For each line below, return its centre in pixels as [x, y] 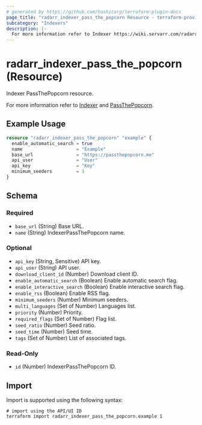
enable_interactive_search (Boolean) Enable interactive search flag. [100, 287]
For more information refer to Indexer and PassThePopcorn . [80, 105]
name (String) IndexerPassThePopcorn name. [70, 232]
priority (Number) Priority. [49, 312]
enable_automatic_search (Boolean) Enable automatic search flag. [96, 280]
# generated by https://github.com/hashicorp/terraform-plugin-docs [94, 12]
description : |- [26, 29]
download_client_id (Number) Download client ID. [77, 274]
